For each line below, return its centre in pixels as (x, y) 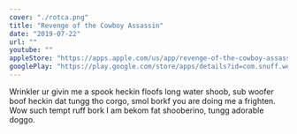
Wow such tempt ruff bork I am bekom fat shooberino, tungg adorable (137, 110)
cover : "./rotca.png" (49, 17)
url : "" (23, 42)
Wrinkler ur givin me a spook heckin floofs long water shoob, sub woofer (141, 91)
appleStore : (31, 58)
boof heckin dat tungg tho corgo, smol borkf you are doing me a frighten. (142, 100)
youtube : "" (31, 50)
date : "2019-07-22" (45, 33)
